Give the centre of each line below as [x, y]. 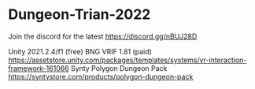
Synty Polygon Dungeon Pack [119, 68]
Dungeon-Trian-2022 [79, 15]
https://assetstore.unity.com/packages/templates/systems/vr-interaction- [128, 60]
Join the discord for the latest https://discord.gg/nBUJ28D [103, 36]
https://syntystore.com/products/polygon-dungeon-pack [101, 76]
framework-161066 [39, 68]
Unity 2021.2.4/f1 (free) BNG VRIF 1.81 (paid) [80, 51]
